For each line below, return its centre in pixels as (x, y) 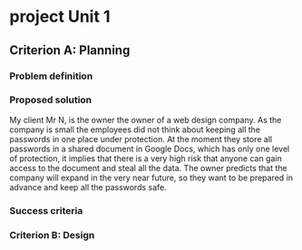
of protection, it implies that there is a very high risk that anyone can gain (146, 158)
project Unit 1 (60, 17)
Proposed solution (51, 100)
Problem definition (51, 76)
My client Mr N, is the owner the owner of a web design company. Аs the (146, 120)
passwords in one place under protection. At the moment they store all (141, 139)
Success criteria (46, 210)
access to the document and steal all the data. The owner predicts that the (148, 168)
